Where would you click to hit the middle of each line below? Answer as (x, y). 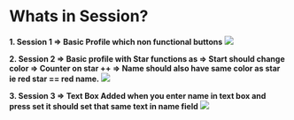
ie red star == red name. (54, 79)
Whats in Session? (79, 16)
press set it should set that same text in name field (104, 106)
